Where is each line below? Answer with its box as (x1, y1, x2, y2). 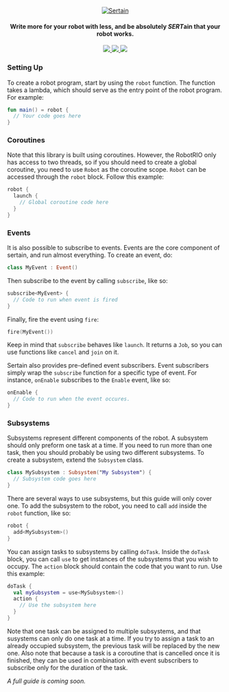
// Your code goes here (13, 113, 81, 120)
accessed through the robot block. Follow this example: (7, 172, 165, 181)
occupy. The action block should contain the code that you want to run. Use (7, 562, 223, 570)
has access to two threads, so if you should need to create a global (7, 158, 197, 166)
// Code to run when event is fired (13, 296, 118, 303)
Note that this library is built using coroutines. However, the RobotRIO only (7, 151, 217, 159)
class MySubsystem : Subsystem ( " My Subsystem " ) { (7, 469, 152, 476)
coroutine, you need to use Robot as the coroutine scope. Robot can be (7, 166, 206, 174)
